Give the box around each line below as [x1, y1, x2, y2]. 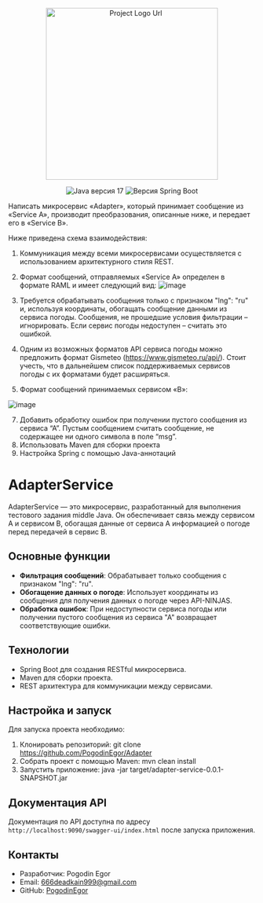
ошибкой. [19, 329, 53, 338]
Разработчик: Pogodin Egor [19, 869, 111, 878]
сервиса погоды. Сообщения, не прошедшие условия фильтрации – [19, 313, 248, 321]
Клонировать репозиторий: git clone [19, 740, 141, 750]
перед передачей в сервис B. [8, 527, 108, 536]
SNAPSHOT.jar [19, 773, 68, 783]
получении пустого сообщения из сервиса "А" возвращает [19, 612, 217, 622]
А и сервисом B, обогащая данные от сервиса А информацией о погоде [8, 519, 250, 528]
